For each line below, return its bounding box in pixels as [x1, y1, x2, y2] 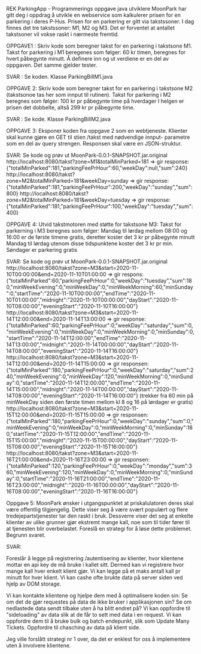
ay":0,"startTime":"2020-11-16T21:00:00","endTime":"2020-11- [6, 475, 160, 482]
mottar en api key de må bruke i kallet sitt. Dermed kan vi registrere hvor [6, 561, 184, 568]
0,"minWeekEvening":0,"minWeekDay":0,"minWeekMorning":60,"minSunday [6, 284, 193, 290]
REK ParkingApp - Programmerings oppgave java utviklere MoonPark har [6, 5, 187, 12]
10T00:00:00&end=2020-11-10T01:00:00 [6, 270, 106, 278]
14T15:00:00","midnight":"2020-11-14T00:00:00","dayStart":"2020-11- [6, 386, 179, 393]
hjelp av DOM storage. [6, 580, 62, 587]
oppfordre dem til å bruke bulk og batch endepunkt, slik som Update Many [6, 617, 190, 625]
